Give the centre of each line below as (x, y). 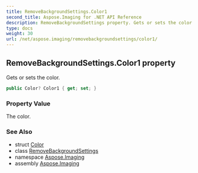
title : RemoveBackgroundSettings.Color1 (57, 12)
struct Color (29, 145)
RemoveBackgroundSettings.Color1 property (91, 63)
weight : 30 (20, 34)
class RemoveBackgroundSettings (57, 151)
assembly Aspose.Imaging (47, 164)
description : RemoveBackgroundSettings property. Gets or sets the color (99, 23)
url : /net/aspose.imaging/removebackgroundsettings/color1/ (82, 39)
